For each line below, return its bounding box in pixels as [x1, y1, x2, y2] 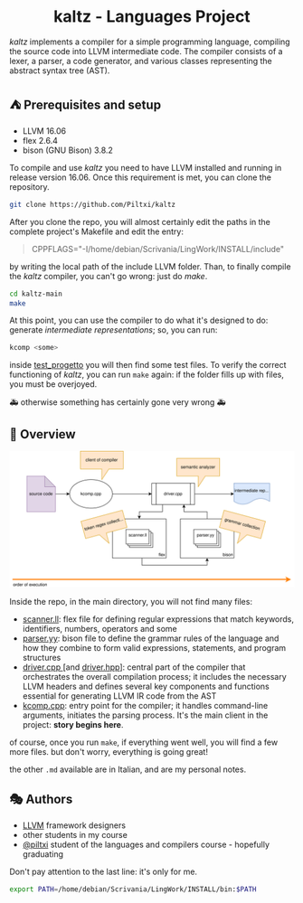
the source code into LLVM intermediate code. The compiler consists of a [9, 45, 283, 56]
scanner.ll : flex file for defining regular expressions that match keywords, [22, 614, 295, 625]
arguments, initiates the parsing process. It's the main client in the [22, 710, 269, 720]
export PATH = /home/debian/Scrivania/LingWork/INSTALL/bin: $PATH [9, 885, 257, 894]
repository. [9, 181, 50, 192]
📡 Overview [9, 427, 76, 442]
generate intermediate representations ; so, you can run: [9, 325, 218, 335]
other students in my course [22, 830, 128, 841]
